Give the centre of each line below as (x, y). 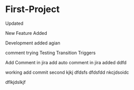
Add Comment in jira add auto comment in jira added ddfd (66, 62)
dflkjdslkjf (15, 82)
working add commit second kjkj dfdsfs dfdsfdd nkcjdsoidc (67, 72)
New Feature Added (26, 33)
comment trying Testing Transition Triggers (51, 53)
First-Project (32, 9)
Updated (14, 23)
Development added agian (33, 43)
